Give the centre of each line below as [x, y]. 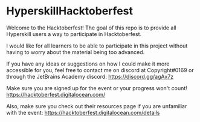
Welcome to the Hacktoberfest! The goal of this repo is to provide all [91, 28]
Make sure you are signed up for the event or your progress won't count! [97, 88]
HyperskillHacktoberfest [69, 11]
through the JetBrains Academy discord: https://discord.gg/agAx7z [90, 76]
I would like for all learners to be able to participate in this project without [97, 46]
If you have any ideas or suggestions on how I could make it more [88, 64]
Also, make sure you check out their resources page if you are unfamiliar [97, 106]
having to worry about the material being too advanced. [76, 52]
